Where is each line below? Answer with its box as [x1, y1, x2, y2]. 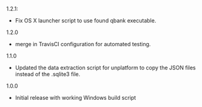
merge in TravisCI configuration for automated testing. [15, 41, 151, 47]
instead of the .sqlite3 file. [15, 71, 81, 78]
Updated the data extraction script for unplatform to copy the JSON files [15, 64, 196, 71]
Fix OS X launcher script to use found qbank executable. [15, 17, 157, 24]
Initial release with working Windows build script [15, 94, 136, 101]
